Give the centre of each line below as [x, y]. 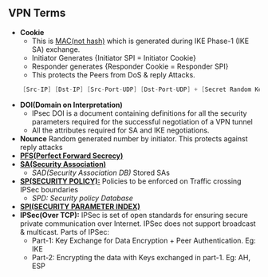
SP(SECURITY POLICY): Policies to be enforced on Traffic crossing [130, 181]
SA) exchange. [56, 49]
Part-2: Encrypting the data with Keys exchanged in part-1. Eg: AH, [141, 257]
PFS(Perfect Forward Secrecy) [71, 156]
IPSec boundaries [49, 189]
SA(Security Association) [63, 164]
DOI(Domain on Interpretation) [71, 105]
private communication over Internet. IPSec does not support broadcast [138, 224]
